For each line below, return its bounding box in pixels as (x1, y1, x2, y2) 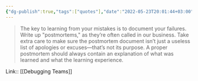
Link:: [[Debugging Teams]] (5, 67, 72, 74)
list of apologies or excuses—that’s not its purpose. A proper (20, 44, 168, 51)
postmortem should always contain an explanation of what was (20, 50, 174, 57)
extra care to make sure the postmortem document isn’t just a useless (20, 37, 190, 44)
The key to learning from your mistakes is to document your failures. (20, 25, 187, 32)
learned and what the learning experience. (20, 56, 124, 63)
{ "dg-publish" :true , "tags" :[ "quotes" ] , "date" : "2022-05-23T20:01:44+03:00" (5, 8, 194, 15)
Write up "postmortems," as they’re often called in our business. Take (20, 31, 189, 38)
